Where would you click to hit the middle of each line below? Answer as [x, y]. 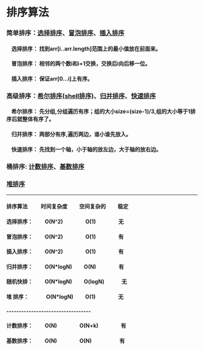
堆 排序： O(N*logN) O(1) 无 [65, 297]
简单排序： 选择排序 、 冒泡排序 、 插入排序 [65, 33]
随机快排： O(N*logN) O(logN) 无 [67, 282]
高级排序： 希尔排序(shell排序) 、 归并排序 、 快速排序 [81, 96]
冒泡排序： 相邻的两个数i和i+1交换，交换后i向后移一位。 [81, 64]
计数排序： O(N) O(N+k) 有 [66, 326]
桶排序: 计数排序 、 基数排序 [46, 166]
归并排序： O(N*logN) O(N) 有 [65, 266]
